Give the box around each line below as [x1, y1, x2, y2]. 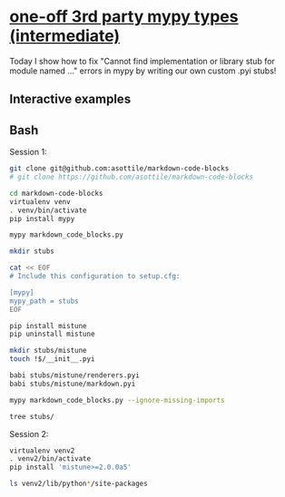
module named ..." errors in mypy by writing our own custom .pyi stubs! [9, 65, 277, 76]
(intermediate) [9, 25, 121, 46]
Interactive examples [9, 92, 132, 107]
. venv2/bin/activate [9, 454, 92, 463]
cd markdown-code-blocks [9, 189, 103, 198]
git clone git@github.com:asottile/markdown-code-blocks [9, 164, 230, 173]
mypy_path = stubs [9, 297, 79, 306]
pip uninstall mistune [9, 329, 95, 339]
